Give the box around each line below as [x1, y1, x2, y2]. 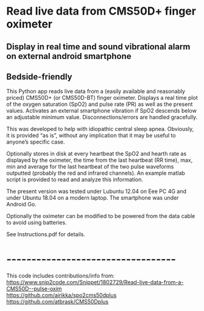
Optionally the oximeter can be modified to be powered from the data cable [6, 212, 195, 220]
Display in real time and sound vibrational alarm [6, 41, 191, 52]
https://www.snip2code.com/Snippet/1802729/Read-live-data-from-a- [6, 279, 184, 286]
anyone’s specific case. [6, 138, 65, 145]
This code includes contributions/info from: [6, 272, 115, 279]
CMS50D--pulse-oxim [6, 285, 62, 293]
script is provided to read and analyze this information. [6, 176, 143, 183]
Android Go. [6, 201, 37, 208]
